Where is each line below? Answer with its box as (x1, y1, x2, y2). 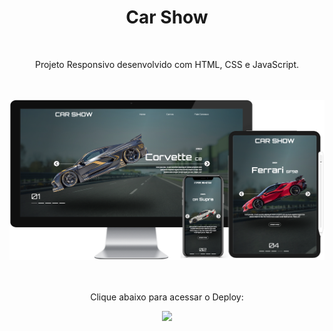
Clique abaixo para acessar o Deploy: (90, 291, 244, 303)
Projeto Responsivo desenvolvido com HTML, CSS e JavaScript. (34, 58, 300, 70)
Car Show (125, 6, 209, 29)
